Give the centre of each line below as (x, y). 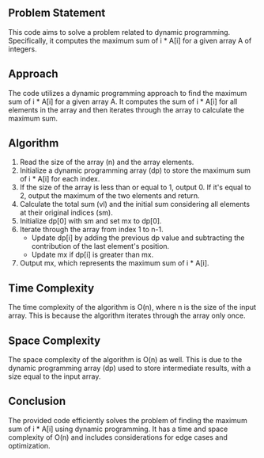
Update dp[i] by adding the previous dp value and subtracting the (138, 238)
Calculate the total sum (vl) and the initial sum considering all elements (135, 204)
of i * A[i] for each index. (60, 179)
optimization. (29, 445)
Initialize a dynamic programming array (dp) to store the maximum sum (135, 170)
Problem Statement (57, 13)
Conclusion (37, 401)
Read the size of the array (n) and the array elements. (107, 162)
